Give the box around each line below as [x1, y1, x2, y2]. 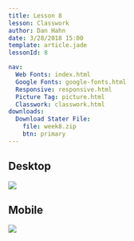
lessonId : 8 [8, 49, 48, 57]
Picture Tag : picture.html [15, 93, 105, 101]
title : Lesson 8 [8, 11, 62, 20]
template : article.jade [8, 41, 88, 49]
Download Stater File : [15, 115, 91, 124]
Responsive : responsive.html [15, 85, 112, 93]
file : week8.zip [22, 123, 77, 131]
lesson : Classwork [8, 19, 69, 27]
